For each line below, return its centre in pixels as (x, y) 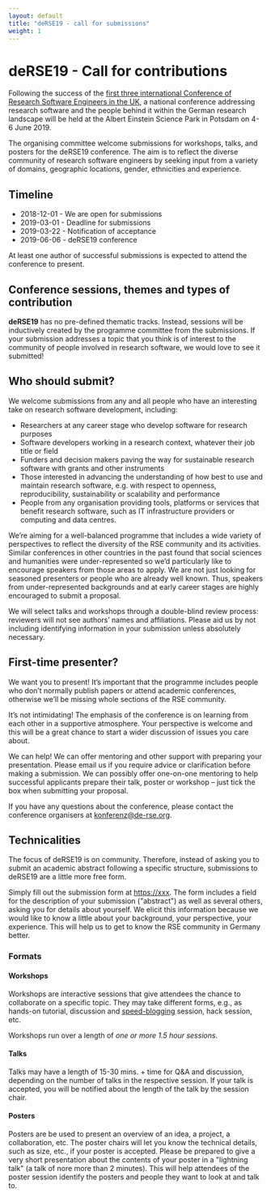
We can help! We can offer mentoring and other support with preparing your (135, 756)
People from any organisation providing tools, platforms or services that (140, 502)
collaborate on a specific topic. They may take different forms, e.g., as (125, 1002)
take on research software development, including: (93, 409)
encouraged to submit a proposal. (65, 595)
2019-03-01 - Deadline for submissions (85, 222)
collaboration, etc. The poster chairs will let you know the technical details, (133, 1142)
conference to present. (47, 264)
